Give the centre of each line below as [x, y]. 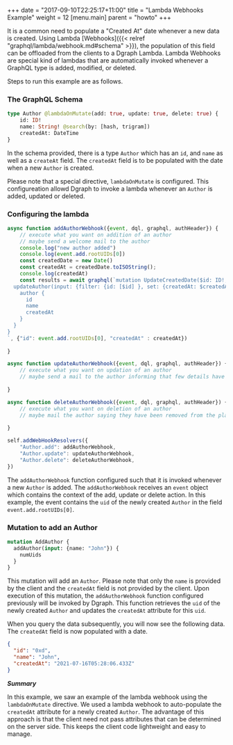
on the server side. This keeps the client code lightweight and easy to [106, 726]
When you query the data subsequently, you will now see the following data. [116, 624]
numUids [31, 555]
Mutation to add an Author [53, 527]
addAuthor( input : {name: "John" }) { [66, 548]
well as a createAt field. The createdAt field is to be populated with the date [115, 160]
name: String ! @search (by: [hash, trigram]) [85, 127]
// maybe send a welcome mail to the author [85, 241]
